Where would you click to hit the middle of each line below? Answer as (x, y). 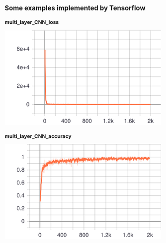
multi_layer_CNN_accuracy (38, 136)
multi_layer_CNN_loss (32, 22)
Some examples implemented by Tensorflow (75, 8)
